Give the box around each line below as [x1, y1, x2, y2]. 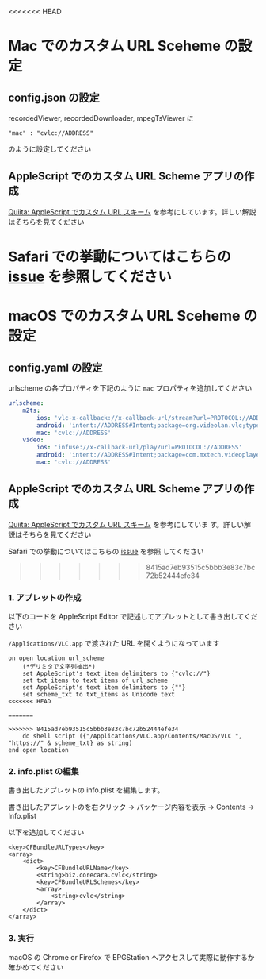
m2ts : [22, 407, 41, 414]
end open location [8, 746, 69, 754]
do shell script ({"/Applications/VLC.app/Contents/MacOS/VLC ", [22, 732, 243, 740]
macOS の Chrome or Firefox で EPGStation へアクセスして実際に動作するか [8, 952, 255, 962]
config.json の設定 [8, 91, 101, 104]
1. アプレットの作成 [8, 592, 82, 603]
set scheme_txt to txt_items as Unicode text [22, 690, 176, 698]
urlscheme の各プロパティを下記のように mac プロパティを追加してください [8, 384, 253, 392]
